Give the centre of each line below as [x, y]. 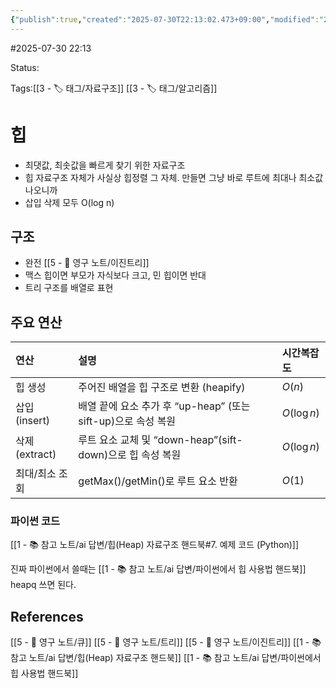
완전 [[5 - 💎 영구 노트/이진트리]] [87, 263]
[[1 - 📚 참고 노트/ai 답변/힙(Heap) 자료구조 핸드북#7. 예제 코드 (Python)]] [155, 545]
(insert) [33, 421]
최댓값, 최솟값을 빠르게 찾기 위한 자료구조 [105, 165]
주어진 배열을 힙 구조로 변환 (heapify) [162, 388]
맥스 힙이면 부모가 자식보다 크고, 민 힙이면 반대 [115, 275]
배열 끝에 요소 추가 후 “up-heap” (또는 [164, 406]
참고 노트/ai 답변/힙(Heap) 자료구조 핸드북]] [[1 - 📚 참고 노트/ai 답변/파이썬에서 [166, 658]
